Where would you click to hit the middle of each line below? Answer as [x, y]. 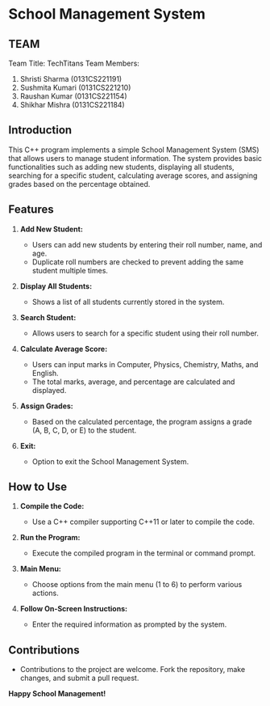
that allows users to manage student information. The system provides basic [135, 158]
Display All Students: [56, 286]
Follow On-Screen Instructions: [73, 609]
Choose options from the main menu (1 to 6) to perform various [137, 585]
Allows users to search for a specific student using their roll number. [145, 333]
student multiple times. [70, 270]
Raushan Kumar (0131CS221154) [73, 96]
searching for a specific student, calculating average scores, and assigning [133, 175]
